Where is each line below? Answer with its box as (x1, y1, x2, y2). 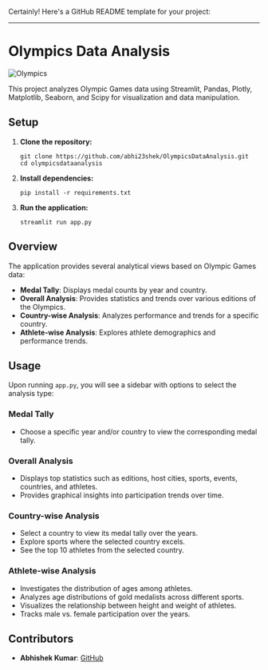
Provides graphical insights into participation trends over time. (19, 490, 225, 500)
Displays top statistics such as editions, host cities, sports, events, (19, 473, 238, 482)
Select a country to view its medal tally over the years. (19, 529, 198, 538)
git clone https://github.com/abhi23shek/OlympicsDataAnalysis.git (19, 152, 249, 161)
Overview (8, 240, 58, 254)
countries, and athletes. (19, 482, 98, 491)
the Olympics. (19, 302, 66, 311)
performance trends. (19, 335, 89, 346)
